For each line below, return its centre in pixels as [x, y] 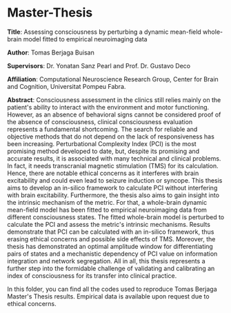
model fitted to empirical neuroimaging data [85, 39]
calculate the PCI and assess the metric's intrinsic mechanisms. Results [109, 224]
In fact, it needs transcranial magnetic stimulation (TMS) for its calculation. [113, 165]
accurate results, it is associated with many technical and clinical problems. [114, 158]
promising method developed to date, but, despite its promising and [103, 151]
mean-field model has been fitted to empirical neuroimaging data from [107, 210]
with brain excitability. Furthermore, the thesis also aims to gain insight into [113, 195]
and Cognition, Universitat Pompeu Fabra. [67, 86]
